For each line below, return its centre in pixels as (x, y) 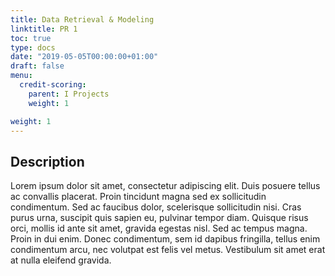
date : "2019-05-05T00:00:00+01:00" (84, 57)
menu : (21, 76)
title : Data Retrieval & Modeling (82, 19)
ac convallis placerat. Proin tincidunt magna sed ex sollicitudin (138, 197)
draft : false (37, 66)
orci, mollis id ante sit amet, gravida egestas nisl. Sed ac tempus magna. (159, 228)
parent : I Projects (69, 94)
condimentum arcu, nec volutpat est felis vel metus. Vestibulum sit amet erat (168, 250)
